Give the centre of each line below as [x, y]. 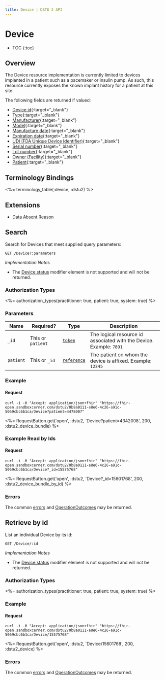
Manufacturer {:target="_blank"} [44, 120]
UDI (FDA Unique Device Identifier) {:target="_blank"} [66, 141]
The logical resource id [117, 335]
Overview [20, 63]
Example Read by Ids [30, 439]
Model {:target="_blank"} [37, 126]
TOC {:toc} [23, 48]
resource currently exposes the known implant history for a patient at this [79, 85]
